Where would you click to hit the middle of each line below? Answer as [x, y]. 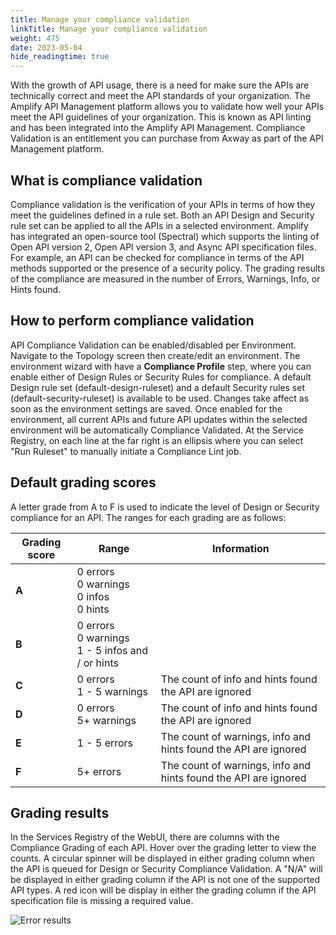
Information [241, 548]
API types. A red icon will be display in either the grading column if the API [163, 890]
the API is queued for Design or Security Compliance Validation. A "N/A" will [166, 869]
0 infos [93, 596]
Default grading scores [83, 482]
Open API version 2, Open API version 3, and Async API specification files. [163, 247]
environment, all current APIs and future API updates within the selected [159, 419]
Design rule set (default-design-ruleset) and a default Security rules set [157, 387]
